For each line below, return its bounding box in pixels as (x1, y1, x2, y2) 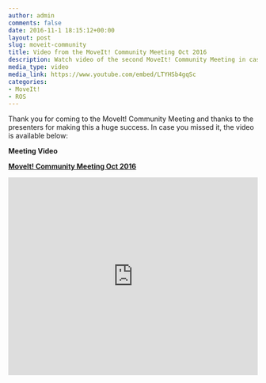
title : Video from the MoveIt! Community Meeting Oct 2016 (8, 48, 207, 56)
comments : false (8, 19, 62, 27)
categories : (8, 78, 47, 85)
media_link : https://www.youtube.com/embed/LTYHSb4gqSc (8, 70, 196, 78)
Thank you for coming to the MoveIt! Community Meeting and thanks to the (8, 114, 254, 123)
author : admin (8, 11, 55, 20)
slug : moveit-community (8, 41, 87, 49)
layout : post (8, 33, 51, 42)
